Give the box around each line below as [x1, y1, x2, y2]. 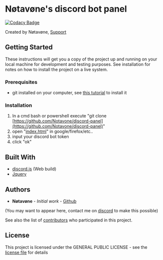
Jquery [12, 171, 27, 177]
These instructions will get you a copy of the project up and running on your [5, 56, 157, 62]
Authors [5, 185, 31, 194]
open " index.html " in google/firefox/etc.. [12, 128, 93, 135]
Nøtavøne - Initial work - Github [12, 198, 77, 204]
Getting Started [5, 43, 53, 52]
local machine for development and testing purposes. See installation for [5, 61, 151, 67]
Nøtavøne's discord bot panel [5, 3, 127, 15]
